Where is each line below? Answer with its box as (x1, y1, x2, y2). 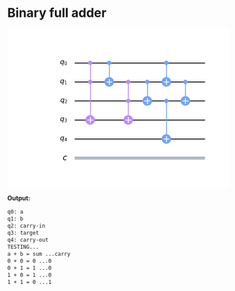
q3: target (7, 229, 39, 236)
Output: (7, 193, 30, 202)
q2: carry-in (7, 222, 46, 229)
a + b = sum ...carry (7, 250, 71, 257)
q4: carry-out (7, 236, 49, 243)
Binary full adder (7, 5, 107, 21)
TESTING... (7, 243, 39, 250)
